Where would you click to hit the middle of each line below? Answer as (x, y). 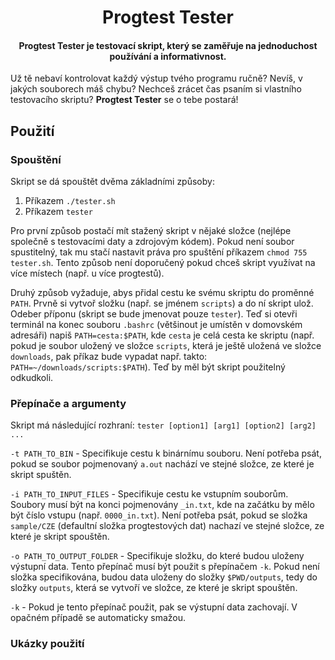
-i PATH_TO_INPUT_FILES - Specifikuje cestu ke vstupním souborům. (149, 494)
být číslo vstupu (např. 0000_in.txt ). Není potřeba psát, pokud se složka (159, 515)
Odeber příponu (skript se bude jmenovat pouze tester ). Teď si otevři (154, 314)
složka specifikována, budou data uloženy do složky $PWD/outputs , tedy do (164, 577)
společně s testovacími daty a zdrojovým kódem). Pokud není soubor (152, 242)
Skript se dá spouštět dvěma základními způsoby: (112, 182)
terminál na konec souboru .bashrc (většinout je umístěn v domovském (156, 325)
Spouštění (36, 159)
